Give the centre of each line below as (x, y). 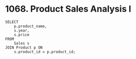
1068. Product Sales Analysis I (68, 9)
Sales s (22, 43)
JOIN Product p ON (24, 47)
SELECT (12, 22)
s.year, (22, 30)
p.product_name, (31, 26)
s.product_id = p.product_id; (45, 52)
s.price (22, 35)
